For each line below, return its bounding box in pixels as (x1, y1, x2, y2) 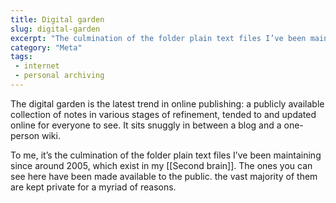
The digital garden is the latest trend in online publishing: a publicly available (10, 97, 325, 110)
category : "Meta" (10, 42, 83, 53)
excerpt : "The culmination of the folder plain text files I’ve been (10, 33, 307, 43)
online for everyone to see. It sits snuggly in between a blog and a (10, 119, 282, 131)
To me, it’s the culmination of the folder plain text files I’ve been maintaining (10, 149, 322, 161)
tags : (10, 52, 33, 62)
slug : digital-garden (10, 24, 101, 34)
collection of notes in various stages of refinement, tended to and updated (10, 108, 317, 120)
